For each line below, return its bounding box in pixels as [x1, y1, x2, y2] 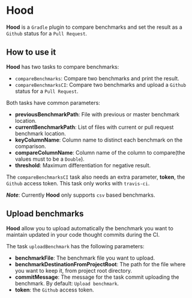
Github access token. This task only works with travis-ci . [6, 179, 150, 186]
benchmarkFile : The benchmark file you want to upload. [14, 254, 155, 261]
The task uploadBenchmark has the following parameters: [6, 242, 145, 249]
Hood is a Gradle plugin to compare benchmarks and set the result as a [6, 23, 183, 31]
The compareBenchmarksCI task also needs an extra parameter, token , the [6, 173, 185, 180]
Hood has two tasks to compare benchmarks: [6, 63, 119, 70]
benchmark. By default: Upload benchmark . [14, 279, 119, 287]
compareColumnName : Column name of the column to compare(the [14, 149, 185, 156]
